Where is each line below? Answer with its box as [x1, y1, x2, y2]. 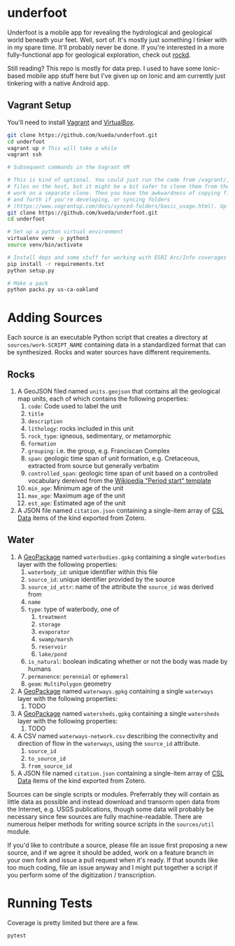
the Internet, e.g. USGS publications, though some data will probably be [7, 805, 214, 813]
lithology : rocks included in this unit [27, 425, 134, 432]
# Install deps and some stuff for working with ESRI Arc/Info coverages [7, 254, 227, 261]
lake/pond [38, 651, 67, 658]
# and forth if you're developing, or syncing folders [7, 196, 171, 203]
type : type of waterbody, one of [27, 605, 120, 613]
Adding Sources [7, 310, 103, 326]
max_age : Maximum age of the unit [27, 491, 126, 500]
